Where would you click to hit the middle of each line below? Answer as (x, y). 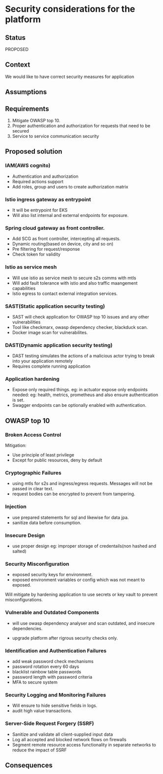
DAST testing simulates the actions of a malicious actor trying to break (83, 356)
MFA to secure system (35, 682)
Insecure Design (25, 535)
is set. (18, 400)
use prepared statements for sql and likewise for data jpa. (70, 517)
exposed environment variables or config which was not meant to (79, 580)
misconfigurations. (24, 600)
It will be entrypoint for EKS (40, 210)
